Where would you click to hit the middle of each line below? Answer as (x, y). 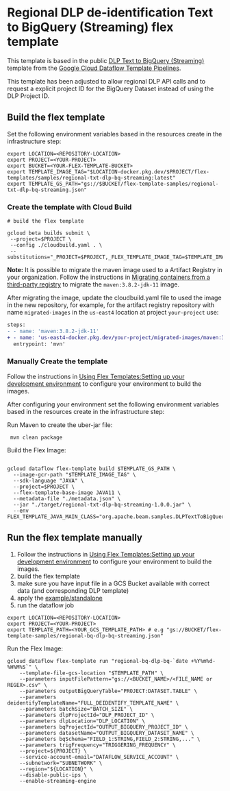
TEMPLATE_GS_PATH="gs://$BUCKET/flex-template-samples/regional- (124, 184)
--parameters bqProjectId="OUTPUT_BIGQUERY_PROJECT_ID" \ (104, 727)
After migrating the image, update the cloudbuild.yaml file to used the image (114, 298)
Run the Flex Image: (35, 648)
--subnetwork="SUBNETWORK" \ (61, 763)
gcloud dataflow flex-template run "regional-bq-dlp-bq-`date (98, 661)
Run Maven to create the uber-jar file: (60, 425)
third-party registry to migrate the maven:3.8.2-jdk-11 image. (93, 284)
